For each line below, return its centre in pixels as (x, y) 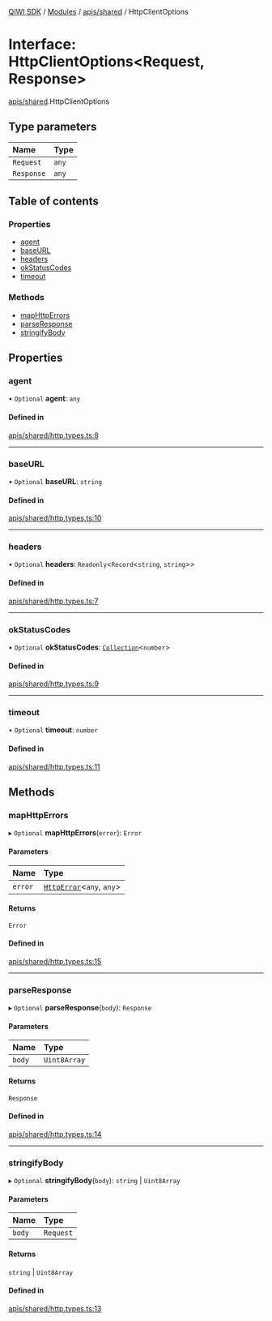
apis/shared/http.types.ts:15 (55, 961)
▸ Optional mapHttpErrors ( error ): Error (75, 833)
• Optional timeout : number (53, 730)
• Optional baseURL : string (55, 481)
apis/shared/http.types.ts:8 (54, 435)
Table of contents (53, 202)
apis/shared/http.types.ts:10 (55, 518)
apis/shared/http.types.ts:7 (53, 601)
